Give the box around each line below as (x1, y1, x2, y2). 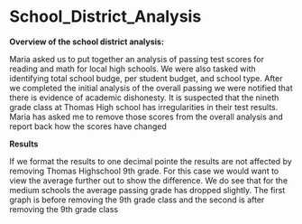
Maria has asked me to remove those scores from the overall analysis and (9, 111, 283, 122)
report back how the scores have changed (9, 120, 167, 132)
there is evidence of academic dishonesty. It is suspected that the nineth (9, 92, 279, 103)
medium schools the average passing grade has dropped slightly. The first (9, 184, 286, 195)
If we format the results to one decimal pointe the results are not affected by (9, 155, 293, 166)
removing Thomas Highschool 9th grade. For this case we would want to (9, 165, 279, 176)
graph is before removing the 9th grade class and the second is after (9, 194, 265, 205)
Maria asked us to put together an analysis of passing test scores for (9, 53, 264, 64)
